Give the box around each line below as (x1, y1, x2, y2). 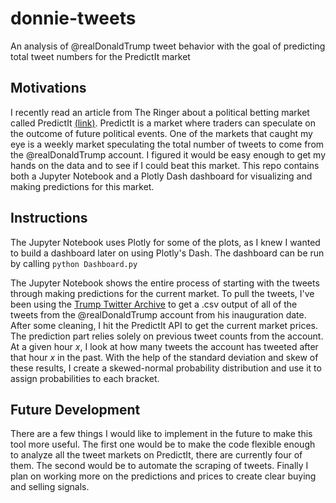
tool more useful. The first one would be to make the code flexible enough (10, 438, 316, 451)
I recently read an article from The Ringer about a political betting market (10, 106, 310, 118)
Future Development (10, 401, 141, 418)
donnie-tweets (10, 7, 137, 30)
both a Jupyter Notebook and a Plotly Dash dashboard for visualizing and (10, 170, 313, 182)
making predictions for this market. (10, 180, 155, 192)
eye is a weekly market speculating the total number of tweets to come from (10, 138, 325, 150)
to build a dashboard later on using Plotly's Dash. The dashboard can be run (10, 247, 325, 259)
